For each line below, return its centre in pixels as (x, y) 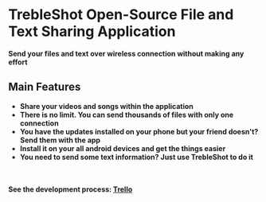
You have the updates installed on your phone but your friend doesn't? (139, 131)
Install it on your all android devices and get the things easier (123, 148)
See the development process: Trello (70, 189)
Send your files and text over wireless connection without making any (126, 53)
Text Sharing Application (92, 31)
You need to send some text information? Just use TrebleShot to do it (136, 157)
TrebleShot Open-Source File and (121, 15)
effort (18, 62)
